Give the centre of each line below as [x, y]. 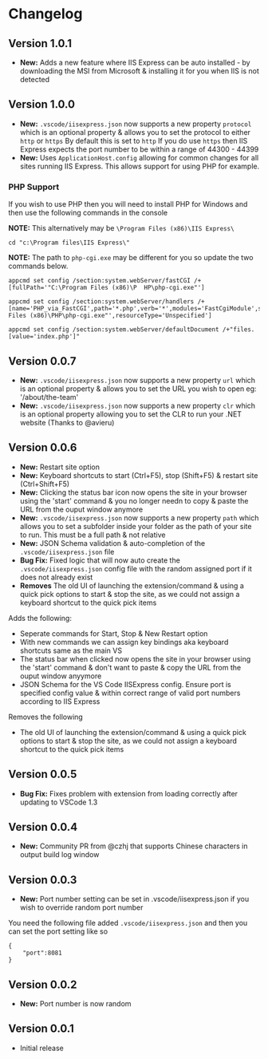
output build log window [59, 855]
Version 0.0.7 [43, 361]
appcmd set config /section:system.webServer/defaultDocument [114, 330]
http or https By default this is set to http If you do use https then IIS [134, 140]
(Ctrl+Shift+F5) [45, 484]
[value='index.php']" [44, 337]
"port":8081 [42, 953]
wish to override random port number [81, 907]
